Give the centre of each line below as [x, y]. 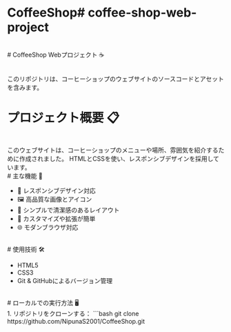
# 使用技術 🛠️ [26, 249]
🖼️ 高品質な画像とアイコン [54, 199]
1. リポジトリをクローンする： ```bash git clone [73, 313]
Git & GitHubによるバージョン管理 [65, 280]
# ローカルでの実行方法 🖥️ [43, 302]
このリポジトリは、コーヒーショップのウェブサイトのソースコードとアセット [115, 79]
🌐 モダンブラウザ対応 [48, 227]
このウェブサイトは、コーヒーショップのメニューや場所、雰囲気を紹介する [113, 150]
